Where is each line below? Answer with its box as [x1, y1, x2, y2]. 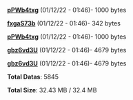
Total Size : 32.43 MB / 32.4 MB [7, 86, 97, 94]
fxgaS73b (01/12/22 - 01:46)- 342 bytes [7, 19, 121, 27]
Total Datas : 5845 [7, 72, 59, 81]
